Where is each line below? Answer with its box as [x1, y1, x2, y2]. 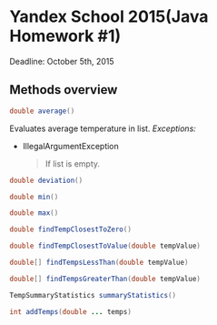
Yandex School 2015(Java [9, 6, 209, 27]
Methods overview [9, 82, 118, 97]
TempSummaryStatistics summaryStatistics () [9, 290, 177, 300]
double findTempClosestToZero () [9, 225, 132, 234]
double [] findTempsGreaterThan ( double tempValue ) [9, 274, 202, 283]
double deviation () [9, 176, 84, 185]
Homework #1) [9, 25, 122, 46]
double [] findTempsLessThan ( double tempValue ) [9, 258, 189, 267]
